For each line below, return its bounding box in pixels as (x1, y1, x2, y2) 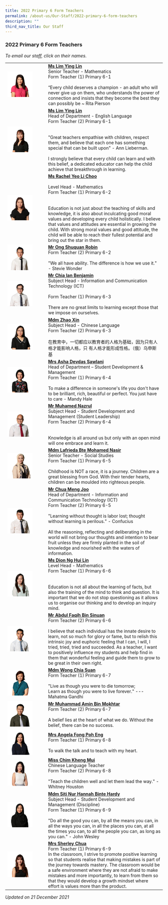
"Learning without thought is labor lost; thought (48, 512, 145, 519)
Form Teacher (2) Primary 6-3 (48, 327, 111, 333)
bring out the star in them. (48, 237, 101, 243)
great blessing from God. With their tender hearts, (48, 474, 150, 480)
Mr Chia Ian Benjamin (48, 273, 94, 279)
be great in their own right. (48, 660, 102, 666)
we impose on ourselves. (48, 310, 99, 316)
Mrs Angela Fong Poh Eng (48, 731, 103, 737)
